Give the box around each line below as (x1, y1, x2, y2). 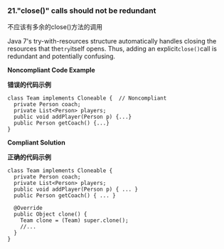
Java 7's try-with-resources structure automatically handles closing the (7, 37, 217, 46)
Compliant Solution (7, 138, 65, 147)
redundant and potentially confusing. (7, 52, 116, 60)
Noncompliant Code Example (7, 66, 96, 75)
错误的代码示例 (7, 80, 51, 89)
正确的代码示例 (7, 153, 51, 161)
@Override (14, 205, 43, 212)
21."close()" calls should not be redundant (7, 6, 156, 16)
